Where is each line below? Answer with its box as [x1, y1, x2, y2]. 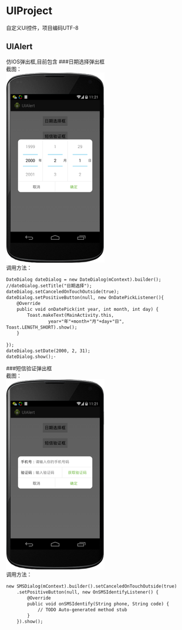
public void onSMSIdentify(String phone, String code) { [27, 601, 169, 606]
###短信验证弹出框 [6, 364, 52, 371]
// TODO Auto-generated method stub [37, 606, 127, 612]
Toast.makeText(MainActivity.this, [27, 312, 114, 318]
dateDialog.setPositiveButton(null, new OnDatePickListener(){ [6, 294, 164, 300]
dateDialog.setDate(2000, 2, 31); [6, 348, 91, 354]
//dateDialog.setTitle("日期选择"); [6, 283, 92, 289]
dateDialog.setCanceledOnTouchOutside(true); [6, 289, 119, 294]
